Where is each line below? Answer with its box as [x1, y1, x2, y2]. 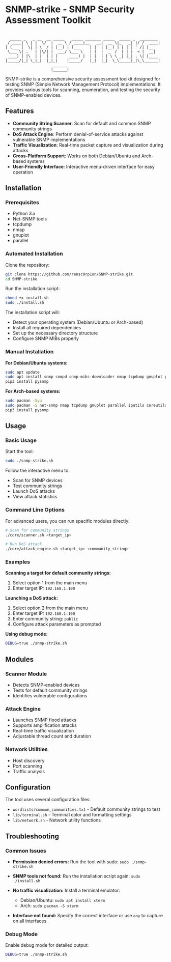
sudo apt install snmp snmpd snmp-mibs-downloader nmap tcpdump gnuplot [5, 374, 163, 380]
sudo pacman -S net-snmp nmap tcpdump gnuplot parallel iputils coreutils [5, 403, 167, 408]
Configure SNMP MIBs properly [12, 335, 79, 342]
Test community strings [12, 483, 63, 489]
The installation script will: [5, 309, 60, 316]
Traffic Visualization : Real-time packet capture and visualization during [12, 142, 164, 148]
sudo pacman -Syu [5, 398, 42, 403]
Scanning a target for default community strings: [5, 570, 111, 576]
